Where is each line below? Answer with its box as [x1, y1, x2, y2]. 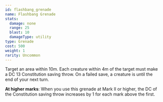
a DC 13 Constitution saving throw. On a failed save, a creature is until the [5, 72, 153, 77]
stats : [5, 16, 19, 21]
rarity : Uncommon [5, 52, 41, 58]
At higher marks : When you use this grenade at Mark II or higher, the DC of [5, 86, 158, 92]
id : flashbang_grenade [5, 7, 51, 12]
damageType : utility [9, 35, 51, 40]
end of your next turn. [5, 76, 49, 82]
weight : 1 [5, 48, 25, 53]
